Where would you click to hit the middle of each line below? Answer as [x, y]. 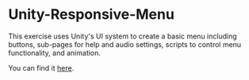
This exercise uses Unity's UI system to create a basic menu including [123, 36]
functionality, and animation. [55, 53]
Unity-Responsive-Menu [91, 15]
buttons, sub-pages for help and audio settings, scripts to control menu [125, 44]
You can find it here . [41, 67]
